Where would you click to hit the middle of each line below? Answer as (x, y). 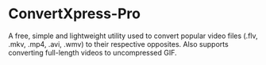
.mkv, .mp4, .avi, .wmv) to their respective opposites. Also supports (118, 44)
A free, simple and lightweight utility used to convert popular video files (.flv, (133, 36)
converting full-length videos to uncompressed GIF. (93, 52)
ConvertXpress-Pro (75, 14)
